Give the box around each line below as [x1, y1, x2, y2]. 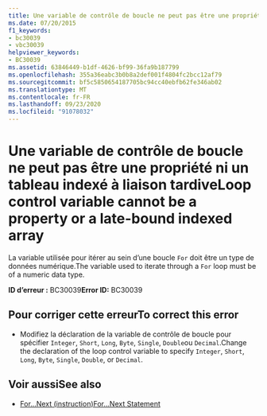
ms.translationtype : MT [8, 85, 87, 94]
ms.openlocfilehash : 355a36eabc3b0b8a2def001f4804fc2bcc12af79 [8, 71, 222, 79]
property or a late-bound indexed [8, 210, 233, 227]
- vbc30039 [8, 41, 44, 49]
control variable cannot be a [8, 192, 197, 211]
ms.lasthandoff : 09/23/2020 [8, 100, 102, 108]
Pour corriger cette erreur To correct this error [8, 308, 239, 322]
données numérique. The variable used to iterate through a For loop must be [8, 261, 257, 270]
